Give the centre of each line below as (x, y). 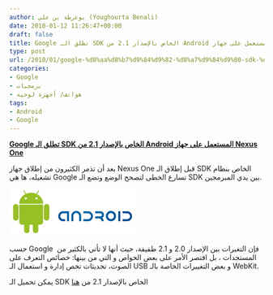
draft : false (31, 34)
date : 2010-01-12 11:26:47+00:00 (66, 26)
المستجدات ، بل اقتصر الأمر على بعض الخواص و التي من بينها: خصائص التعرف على (133, 258)
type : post (28, 52)
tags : (18, 103)
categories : (29, 69)
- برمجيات (26, 85)
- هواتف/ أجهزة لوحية (46, 94)
